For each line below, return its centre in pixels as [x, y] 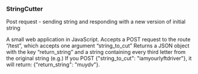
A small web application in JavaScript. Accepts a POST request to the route [98, 40]
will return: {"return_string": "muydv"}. [53, 65]
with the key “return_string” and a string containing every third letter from [96, 52]
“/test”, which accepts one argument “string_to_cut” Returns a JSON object [98, 46]
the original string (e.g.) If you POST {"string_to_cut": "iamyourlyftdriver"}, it [99, 59]
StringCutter [25, 9]
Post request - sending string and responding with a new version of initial [96, 22]
